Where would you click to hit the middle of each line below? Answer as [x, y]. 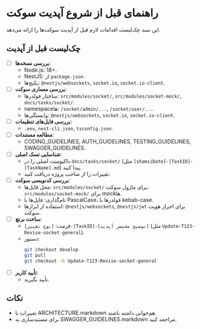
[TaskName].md [42, 168]
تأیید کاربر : [27, 272]
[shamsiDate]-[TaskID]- [163, 162]
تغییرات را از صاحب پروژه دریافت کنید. [67, 174]
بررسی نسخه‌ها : [33, 63]
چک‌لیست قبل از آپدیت [44, 49]
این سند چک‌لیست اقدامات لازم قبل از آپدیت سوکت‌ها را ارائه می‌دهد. [83, 30]
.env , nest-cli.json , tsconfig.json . [69, 128]
